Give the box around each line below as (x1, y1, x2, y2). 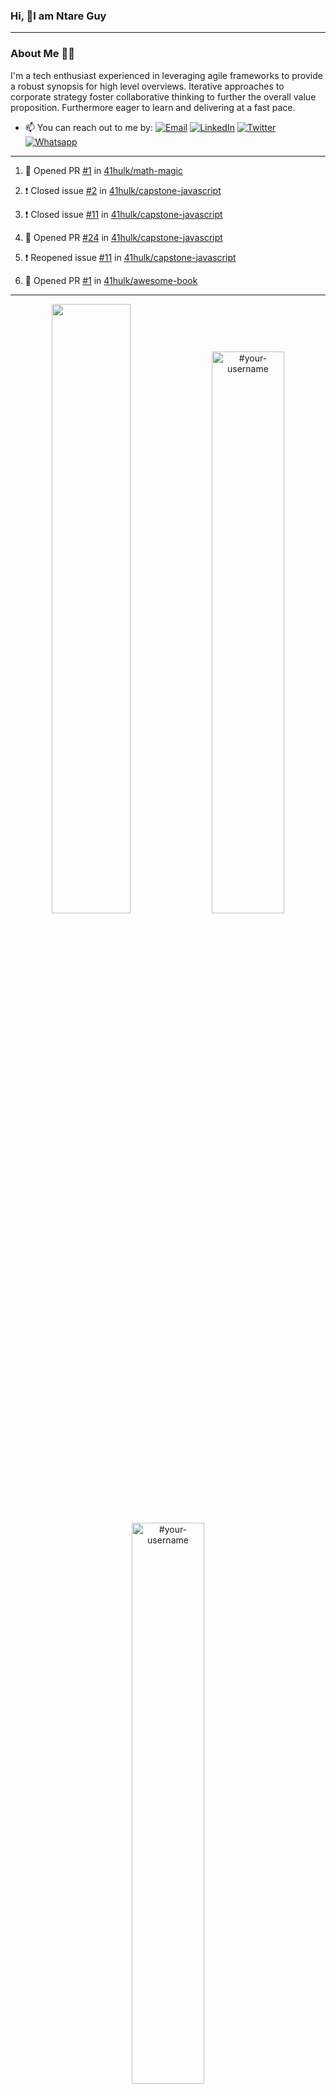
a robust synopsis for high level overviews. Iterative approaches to (10, 80, 285, 92)
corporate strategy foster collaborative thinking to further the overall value (10, 90, 317, 103)
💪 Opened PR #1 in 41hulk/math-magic (24, 164, 183, 176)
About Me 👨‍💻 (10, 47, 75, 61)
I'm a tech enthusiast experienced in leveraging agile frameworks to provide (10, 69, 323, 81)
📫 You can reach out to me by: (24, 121, 153, 133)
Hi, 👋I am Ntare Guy (10, 9, 107, 23)
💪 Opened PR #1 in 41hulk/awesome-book (24, 274, 198, 286)
